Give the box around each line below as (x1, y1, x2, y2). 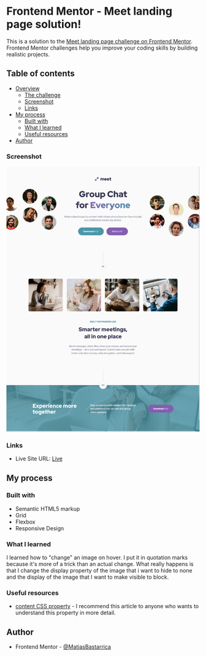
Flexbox (15, 518, 36, 525)
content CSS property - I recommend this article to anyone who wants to (15, 603, 199, 610)
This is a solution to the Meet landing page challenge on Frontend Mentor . (6, 37, 193, 45)
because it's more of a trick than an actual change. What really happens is (6, 560, 194, 568)
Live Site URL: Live (15, 455, 63, 462)
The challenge (24, 91, 61, 99)
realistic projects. (6, 50, 50, 58)
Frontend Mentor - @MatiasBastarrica (15, 643, 112, 650)
